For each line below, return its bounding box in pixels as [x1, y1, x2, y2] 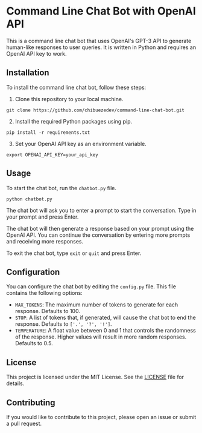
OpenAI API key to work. [6, 50, 68, 57]
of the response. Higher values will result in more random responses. [14, 333, 187, 340]
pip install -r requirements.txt [6, 129, 90, 136]
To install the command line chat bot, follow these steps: [6, 84, 147, 91]
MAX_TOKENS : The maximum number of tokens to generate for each [14, 301, 178, 308]
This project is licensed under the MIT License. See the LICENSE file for [6, 374, 185, 381]
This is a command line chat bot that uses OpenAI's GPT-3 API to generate [6, 37, 192, 44]
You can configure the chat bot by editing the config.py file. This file [6, 283, 177, 290]
